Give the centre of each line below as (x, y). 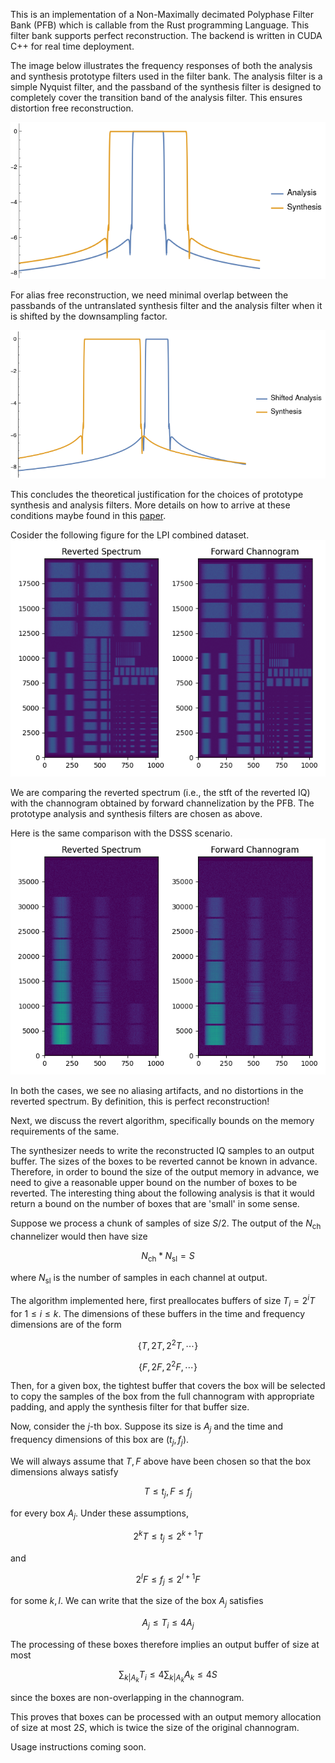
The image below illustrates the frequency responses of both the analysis (161, 65)
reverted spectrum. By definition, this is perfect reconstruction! (140, 1101)
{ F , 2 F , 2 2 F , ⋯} (168, 1366)
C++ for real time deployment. (72, 46)
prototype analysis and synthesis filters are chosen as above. (136, 813)
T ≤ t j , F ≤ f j (168, 1492)
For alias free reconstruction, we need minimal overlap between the (149, 295)
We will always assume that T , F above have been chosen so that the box (161, 1461)
